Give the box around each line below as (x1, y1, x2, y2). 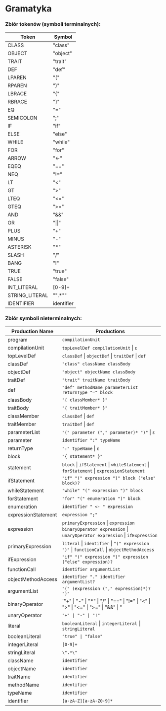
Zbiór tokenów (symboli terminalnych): (5, 21, 101, 28)
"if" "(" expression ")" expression (62, 554, 148, 560)
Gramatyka (5, 3, 52, 14)
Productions (95, 328, 125, 335)
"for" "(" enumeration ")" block (62, 496, 141, 501)
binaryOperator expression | (62, 525, 128, 532)
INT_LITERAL (7, 284, 38, 291)
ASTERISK (7, 244, 32, 251)
